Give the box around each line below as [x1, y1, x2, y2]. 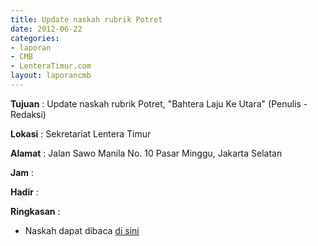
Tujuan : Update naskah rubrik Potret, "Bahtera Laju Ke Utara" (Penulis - [10, 97, 308, 110]
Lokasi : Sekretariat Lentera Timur [10, 127, 152, 140]
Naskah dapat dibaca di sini [24, 224, 140, 236]
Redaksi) [10, 108, 47, 120]
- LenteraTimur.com [10, 61, 92, 71]
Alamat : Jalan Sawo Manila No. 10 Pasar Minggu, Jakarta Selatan [10, 147, 283, 159]
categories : [10, 33, 60, 43]
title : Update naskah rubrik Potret [10, 14, 163, 25]
